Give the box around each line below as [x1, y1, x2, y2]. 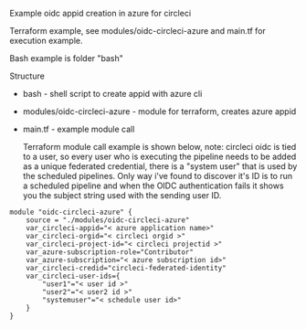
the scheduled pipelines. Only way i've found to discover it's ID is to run [22, 171, 293, 181]
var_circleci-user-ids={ [26, 271, 121, 281]
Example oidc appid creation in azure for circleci [9, 8, 192, 18]
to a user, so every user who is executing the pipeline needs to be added [22, 151, 297, 162]
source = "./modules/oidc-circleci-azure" [26, 216, 190, 225]
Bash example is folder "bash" [9, 53, 123, 63]
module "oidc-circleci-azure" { [9, 207, 132, 217]
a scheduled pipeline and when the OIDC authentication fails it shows [22, 180, 285, 191]
